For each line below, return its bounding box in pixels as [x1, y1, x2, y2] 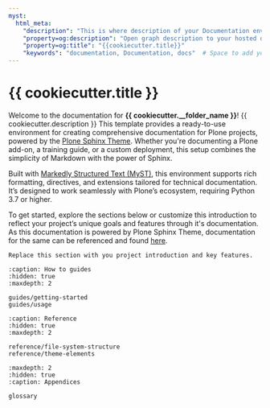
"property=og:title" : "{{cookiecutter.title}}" [22, 42, 185, 50]
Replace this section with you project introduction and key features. [8, 251, 253, 259]
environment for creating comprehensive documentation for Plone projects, [8, 127, 259, 137]
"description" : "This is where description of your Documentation [22, 27, 250, 35]
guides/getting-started [8, 293, 88, 302]
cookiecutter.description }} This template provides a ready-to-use [8, 118, 227, 129]
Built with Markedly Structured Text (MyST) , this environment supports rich [8, 168, 257, 178]
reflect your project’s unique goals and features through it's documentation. [8, 218, 259, 228]
